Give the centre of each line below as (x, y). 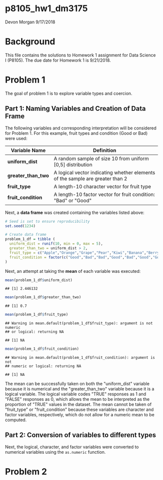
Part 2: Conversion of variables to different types (81, 435)
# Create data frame (26, 235)
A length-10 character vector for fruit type (102, 186)
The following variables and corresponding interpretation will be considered (81, 128)
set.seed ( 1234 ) (20, 226)
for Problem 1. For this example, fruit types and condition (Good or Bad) (76, 133)
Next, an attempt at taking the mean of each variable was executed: (73, 271)
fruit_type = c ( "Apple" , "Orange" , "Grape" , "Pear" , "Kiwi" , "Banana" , (78, 253)
